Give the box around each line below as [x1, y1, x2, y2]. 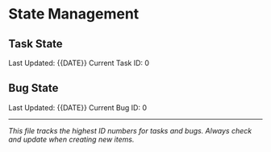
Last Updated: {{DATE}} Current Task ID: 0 [8, 58, 150, 68]
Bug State [8, 81, 59, 95]
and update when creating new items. [8, 134, 135, 144]
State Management [8, 5, 140, 23]
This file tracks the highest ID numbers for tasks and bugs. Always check [8, 125, 252, 135]
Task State [8, 37, 63, 51]
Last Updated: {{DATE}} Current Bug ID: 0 [8, 102, 148, 113]
